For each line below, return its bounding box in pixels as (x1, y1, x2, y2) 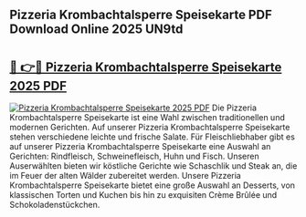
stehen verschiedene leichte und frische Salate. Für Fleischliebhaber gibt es (9, 131, 295, 142)
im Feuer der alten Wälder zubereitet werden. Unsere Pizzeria (9, 170, 242, 181)
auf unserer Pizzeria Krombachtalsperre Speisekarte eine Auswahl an (9, 141, 271, 151)
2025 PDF (9, 77, 67, 94)
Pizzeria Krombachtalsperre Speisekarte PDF (9, 7, 272, 23)
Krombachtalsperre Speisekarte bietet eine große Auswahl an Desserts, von (9, 180, 295, 191)
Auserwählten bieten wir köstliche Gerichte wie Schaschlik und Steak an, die (9, 160, 298, 171)
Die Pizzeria (211, 102, 258, 113)
